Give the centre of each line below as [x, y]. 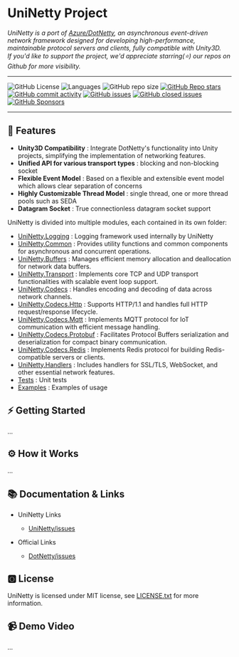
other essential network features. [66, 372]
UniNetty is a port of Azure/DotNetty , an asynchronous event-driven [108, 33]
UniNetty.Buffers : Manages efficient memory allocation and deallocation [124, 258]
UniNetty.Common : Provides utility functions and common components [123, 243]
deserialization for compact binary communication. [92, 342]
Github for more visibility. [44, 66]
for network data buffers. [54, 266]
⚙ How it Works [43, 453]
